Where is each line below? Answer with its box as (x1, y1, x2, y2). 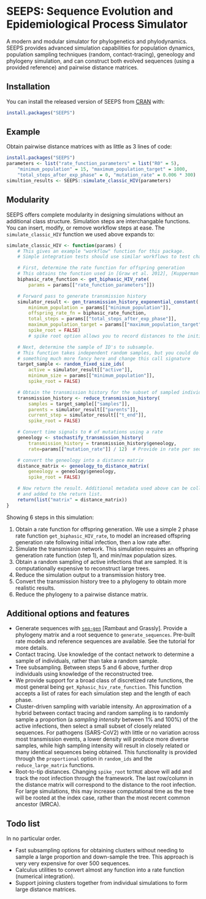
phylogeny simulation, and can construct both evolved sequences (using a (6, 57, 195, 64)
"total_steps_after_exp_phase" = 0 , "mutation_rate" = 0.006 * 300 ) (17, 172, 196, 179)
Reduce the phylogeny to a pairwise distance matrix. (15, 590, 148, 598)
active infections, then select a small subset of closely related (15, 722, 171, 730)
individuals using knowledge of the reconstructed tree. (15, 670, 154, 677)
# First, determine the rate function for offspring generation (17, 265, 185, 271)
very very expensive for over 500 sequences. (15, 860, 131, 867)
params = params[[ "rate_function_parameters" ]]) (28, 282, 155, 288)
